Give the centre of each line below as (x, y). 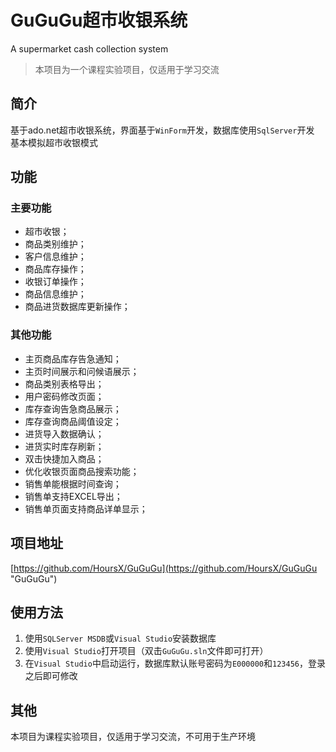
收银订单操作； (55, 282)
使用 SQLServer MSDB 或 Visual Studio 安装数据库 (120, 638)
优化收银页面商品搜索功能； (82, 471)
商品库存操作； (55, 269)
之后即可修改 (51, 676)
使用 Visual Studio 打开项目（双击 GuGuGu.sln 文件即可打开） (146, 651)
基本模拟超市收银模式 (54, 142)
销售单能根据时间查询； (73, 483)
